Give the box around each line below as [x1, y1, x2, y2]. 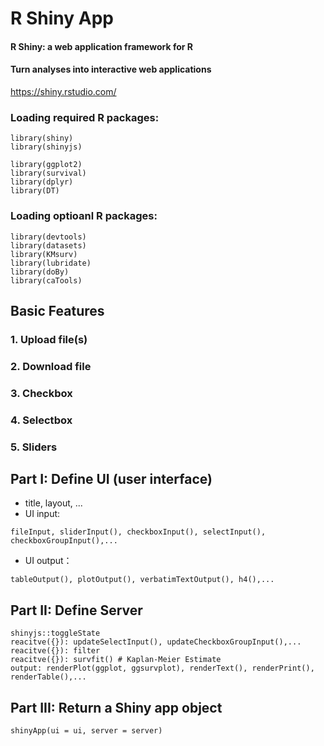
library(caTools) [10, 275, 83, 286]
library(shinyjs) [10, 142, 83, 152]
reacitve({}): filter [10, 646, 101, 656]
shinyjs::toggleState [10, 628, 101, 639]
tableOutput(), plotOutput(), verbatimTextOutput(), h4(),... [10, 575, 275, 585]
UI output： [24, 555, 73, 567]
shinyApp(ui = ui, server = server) [10, 726, 163, 736]
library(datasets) [10, 240, 87, 251]
